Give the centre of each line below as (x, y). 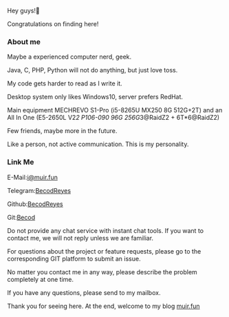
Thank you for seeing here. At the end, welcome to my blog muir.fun (104, 306)
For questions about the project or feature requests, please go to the (104, 251)
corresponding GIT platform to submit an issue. (74, 258)
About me (24, 41)
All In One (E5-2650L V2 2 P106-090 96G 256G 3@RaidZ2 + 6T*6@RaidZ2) (113, 118)
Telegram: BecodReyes (39, 190)
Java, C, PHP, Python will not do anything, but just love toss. (92, 70)
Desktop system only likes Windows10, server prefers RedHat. (95, 97)
